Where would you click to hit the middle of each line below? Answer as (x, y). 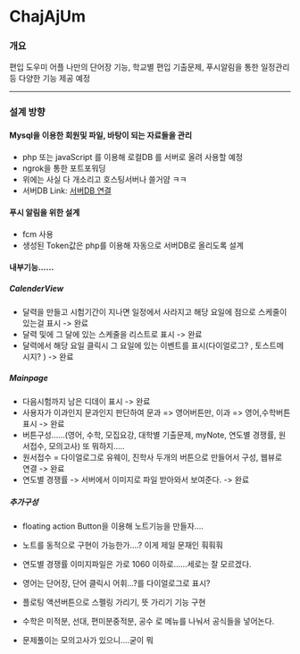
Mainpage (29, 378)
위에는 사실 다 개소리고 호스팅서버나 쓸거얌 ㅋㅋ (104, 179)
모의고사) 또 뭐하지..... (87, 446)
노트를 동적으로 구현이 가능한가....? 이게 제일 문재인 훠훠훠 (122, 545)
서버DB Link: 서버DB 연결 (67, 191)
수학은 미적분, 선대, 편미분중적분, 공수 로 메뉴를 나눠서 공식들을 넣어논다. (148, 621)
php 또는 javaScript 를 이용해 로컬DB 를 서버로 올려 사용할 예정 (133, 157)
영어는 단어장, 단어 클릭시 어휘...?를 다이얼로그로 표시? (116, 583)
